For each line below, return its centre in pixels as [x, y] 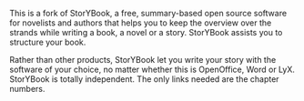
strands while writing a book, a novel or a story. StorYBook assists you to [146, 32]
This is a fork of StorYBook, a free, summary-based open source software [148, 13]
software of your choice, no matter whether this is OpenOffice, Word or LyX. [152, 69]
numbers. [27, 89]
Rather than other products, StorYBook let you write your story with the [143, 60]
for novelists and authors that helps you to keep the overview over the [141, 23]
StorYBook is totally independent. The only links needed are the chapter [144, 79]
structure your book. [48, 42]
